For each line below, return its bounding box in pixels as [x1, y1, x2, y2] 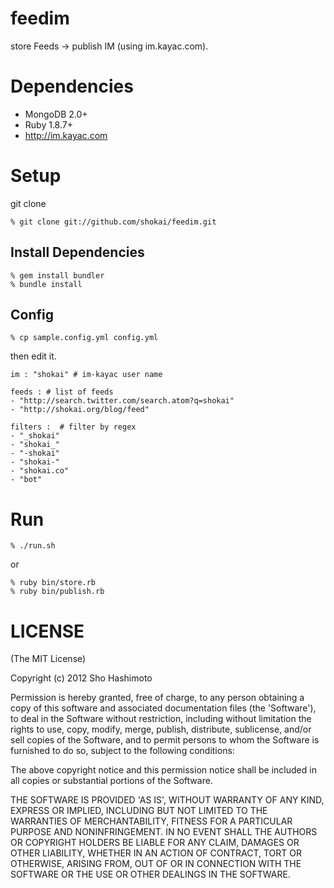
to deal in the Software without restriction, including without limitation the [10, 713, 312, 725]
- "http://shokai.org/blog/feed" [10, 405, 150, 415]
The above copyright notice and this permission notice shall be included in [10, 764, 317, 776]
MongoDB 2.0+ [24, 108, 88, 120]
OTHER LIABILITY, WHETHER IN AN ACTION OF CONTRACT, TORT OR [10, 847, 302, 859]
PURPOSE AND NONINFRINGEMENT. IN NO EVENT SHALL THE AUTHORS [10, 826, 318, 838]
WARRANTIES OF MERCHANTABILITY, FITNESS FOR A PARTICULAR [10, 815, 293, 827]
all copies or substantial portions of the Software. [10, 775, 213, 787]
